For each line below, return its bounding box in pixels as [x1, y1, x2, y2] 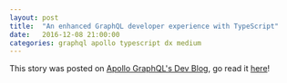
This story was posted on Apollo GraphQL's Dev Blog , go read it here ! [9, 63, 271, 74]
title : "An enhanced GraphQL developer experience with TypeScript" [9, 22, 280, 31]
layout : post [9, 13, 59, 23]
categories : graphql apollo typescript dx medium [9, 38, 202, 48]
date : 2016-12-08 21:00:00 [9, 30, 120, 39]
